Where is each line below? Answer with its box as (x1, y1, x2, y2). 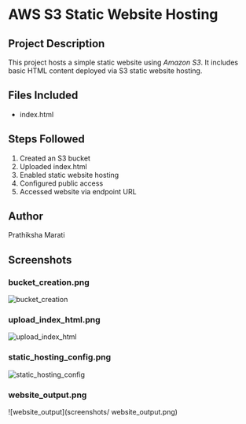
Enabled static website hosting (19, 170, 119, 179)
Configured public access (19, 179, 104, 188)
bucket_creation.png (8, 277, 90, 288)
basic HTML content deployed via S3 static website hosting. (8, 66, 203, 76)
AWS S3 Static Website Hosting (8, 6, 218, 24)
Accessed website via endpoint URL (19, 186, 137, 196)
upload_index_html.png (8, 315, 101, 326)
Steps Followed (8, 132, 85, 146)
